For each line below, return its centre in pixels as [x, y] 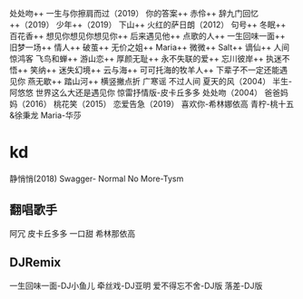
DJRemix [35, 262]
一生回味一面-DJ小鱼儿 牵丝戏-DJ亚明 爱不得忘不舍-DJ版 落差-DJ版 [136, 285]
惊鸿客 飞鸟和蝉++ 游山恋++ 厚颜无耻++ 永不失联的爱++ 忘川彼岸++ [137, 58]
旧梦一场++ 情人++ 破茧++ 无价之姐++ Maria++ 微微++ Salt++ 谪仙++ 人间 [150, 47]
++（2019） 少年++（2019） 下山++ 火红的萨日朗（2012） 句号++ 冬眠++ [148, 24]
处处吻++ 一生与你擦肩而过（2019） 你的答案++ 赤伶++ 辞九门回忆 [134, 13]
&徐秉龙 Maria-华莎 [45, 115]
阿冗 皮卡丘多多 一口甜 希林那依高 [73, 233]
